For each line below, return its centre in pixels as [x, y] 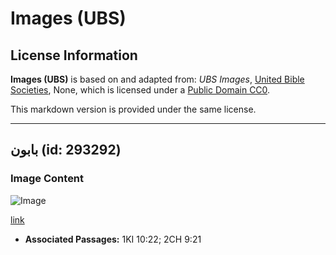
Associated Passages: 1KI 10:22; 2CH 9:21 [113, 239]
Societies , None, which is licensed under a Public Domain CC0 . [140, 90]
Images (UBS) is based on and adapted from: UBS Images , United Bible [157, 79]
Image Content [47, 179]
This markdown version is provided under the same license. [133, 109]
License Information [74, 55]
